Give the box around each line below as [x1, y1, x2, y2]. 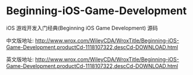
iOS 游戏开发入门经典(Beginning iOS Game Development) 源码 [6, 24, 159, 31]
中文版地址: [6, 37, 34, 44]
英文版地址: [6, 56, 34, 63]
